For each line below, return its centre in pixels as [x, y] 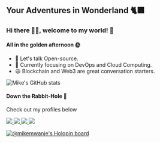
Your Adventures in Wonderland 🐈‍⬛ [76, 10]
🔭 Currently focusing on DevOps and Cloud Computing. [83, 64]
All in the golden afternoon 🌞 [43, 45]
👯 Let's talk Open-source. [47, 58]
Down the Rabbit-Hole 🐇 [37, 96]
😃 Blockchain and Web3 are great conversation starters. [85, 71]
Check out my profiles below [42, 109]
